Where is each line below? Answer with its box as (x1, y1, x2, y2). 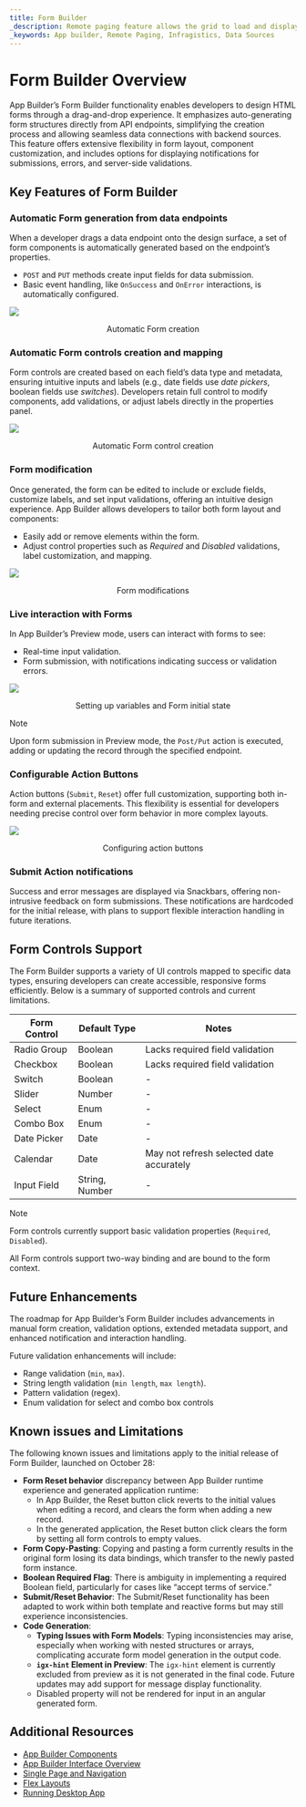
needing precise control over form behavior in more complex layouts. (9, 808, 269, 819)
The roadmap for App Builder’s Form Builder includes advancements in (9, 1314, 275, 1325)
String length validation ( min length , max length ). (22, 1378, 207, 1389)
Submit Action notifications (9, 865, 134, 878)
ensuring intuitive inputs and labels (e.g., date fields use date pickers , (9, 377, 270, 387)
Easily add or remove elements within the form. (22, 531, 200, 542)
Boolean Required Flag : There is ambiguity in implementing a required (22, 1572, 287, 1583)
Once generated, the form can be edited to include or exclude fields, (9, 484, 267, 495)
